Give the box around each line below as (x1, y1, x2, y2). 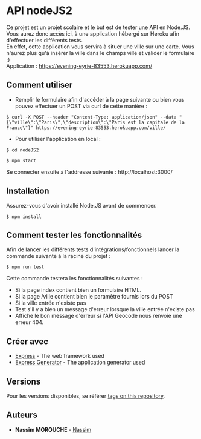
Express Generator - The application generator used (14, 358, 145, 366)
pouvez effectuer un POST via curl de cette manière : (14, 102, 148, 110)
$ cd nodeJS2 (6, 147, 39, 153)
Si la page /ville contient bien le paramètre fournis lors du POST (14, 293, 173, 300)
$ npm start (6, 157, 36, 163)
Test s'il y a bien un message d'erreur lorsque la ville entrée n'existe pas (14, 306, 195, 313)
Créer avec (6, 336, 49, 346)
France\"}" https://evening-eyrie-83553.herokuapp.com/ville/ (6, 125, 166, 131)
